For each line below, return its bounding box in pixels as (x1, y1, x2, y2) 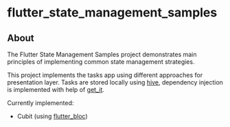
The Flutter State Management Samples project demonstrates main (7, 50, 197, 58)
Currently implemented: (7, 99, 74, 107)
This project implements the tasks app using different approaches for (7, 71, 203, 79)
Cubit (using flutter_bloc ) (16, 112, 88, 120)
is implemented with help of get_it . (7, 86, 105, 93)
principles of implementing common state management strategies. (7, 58, 195, 66)
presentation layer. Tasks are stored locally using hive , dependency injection (7, 78, 223, 86)
